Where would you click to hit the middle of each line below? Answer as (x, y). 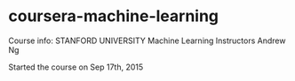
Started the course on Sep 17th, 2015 (76, 67)
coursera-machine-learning (114, 16)
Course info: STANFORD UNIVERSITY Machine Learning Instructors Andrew (147, 40)
